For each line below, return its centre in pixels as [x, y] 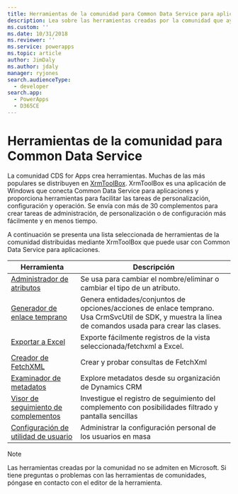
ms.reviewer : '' [31, 40]
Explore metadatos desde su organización [151, 378]
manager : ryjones [33, 73]
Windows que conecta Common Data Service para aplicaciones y [103, 190]
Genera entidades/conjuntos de [133, 299]
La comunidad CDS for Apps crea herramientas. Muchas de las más [106, 176]
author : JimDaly [31, 60]
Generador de [34, 308]
